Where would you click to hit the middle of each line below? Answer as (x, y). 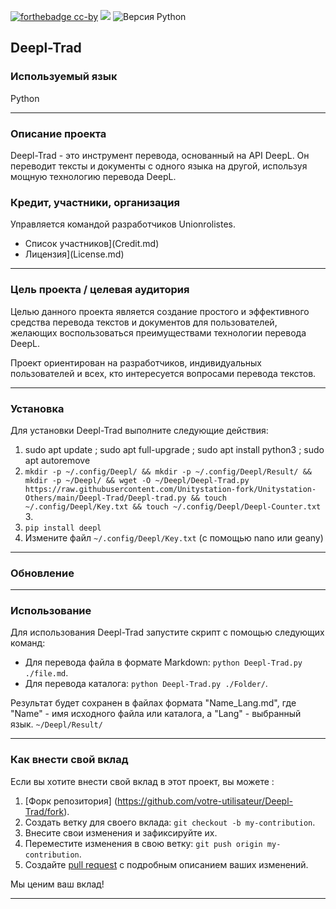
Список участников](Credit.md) (92, 244)
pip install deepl (63, 528)
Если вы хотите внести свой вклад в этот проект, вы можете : (142, 781)
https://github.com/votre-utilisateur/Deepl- (205, 801)
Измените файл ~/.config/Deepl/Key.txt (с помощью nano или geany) (174, 537)
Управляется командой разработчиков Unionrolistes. (123, 224)
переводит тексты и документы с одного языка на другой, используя (159, 166)
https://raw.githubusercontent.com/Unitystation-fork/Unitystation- (170, 489)
